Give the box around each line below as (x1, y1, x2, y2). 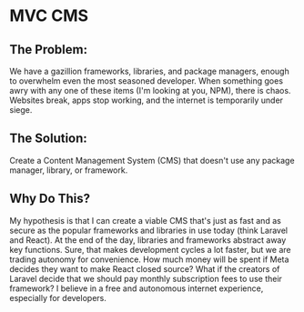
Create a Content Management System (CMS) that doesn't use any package (9, 155, 295, 166)
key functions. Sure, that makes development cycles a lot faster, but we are (9, 244, 291, 255)
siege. (9, 105, 33, 115)
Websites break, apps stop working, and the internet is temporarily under (9, 95, 284, 106)
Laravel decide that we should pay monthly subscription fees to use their (9, 273, 282, 284)
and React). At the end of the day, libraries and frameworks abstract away (9, 234, 287, 246)
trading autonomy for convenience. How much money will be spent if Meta (9, 254, 289, 265)
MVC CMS (9, 5, 89, 26)
